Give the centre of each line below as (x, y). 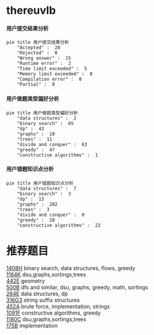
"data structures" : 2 (47, 118)
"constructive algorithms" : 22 (59, 225)
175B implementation (32, 325)
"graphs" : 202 (38, 204)
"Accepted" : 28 (39, 48)
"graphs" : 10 (36, 134)
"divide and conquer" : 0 (51, 215)
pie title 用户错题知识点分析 (40, 183)
